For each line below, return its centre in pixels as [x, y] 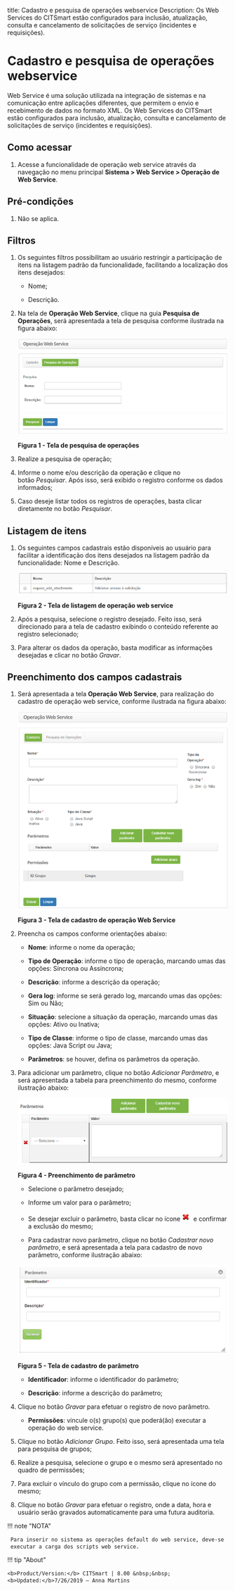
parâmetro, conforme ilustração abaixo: [85, 1254]
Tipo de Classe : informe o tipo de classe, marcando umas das [118, 1038]
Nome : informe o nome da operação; [81, 947]
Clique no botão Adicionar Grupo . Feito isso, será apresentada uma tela [121, 1442]
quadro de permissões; [51, 1470]
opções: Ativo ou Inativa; [64, 1024]
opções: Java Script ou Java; [70, 1045]
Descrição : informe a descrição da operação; [94, 982]
